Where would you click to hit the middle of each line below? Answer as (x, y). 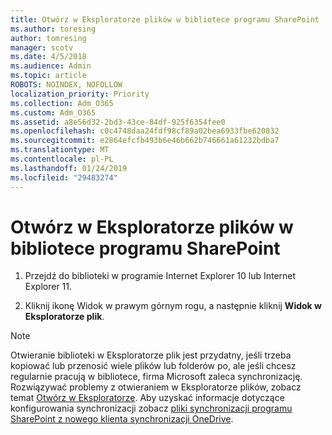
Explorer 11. (48, 287)
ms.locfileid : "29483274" (64, 177)
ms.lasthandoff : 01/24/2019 (69, 168)
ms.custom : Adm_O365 (53, 112)
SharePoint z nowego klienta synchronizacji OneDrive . (122, 419)
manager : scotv (42, 47)
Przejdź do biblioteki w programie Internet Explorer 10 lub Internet (160, 276)
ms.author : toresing (53, 29)
